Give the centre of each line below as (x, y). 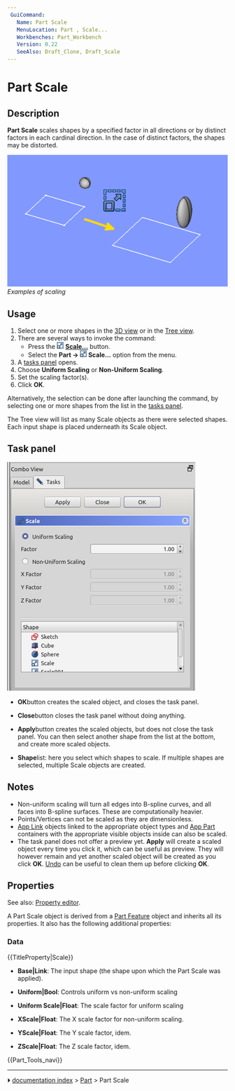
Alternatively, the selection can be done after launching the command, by (113, 398)
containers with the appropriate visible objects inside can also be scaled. (122, 834)
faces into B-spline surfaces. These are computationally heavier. (110, 812)
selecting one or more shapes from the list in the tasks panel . (95, 406)
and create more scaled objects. (64, 743)
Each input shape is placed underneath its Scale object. (87, 427)
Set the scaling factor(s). (53, 377)
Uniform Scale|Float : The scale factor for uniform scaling (100, 1005)
